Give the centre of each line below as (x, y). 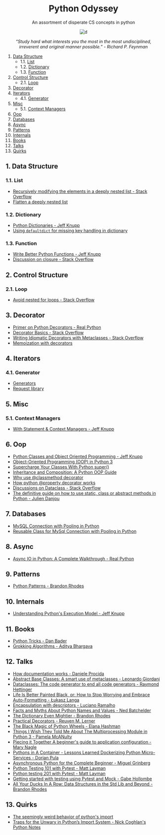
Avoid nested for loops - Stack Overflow (54, 300)
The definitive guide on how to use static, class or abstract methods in (84, 493)
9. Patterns (23, 574)
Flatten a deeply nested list (40, 202)
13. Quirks (21, 805)
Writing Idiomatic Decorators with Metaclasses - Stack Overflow (78, 338)
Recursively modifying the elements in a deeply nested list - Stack (80, 191)
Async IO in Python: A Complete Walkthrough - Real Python (73, 559)
